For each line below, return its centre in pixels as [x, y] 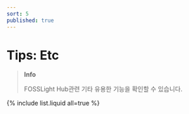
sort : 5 [18, 14]
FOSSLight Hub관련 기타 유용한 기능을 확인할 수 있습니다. [103, 89]
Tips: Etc [33, 55]
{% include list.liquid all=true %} [53, 103]
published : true [30, 20]
